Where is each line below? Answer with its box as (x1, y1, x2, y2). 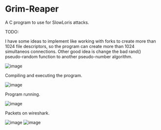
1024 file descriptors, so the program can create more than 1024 (5, 43, 135, 49)
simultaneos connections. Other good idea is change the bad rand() (5, 49, 141, 54)
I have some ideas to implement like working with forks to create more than (5, 38, 156, 44)
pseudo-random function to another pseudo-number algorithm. (5, 53, 133, 59)
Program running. (5, 91, 40, 97)
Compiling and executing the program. (5, 72, 82, 78)
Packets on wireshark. (5, 110, 50, 116)
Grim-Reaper (5, 3, 59, 15)
